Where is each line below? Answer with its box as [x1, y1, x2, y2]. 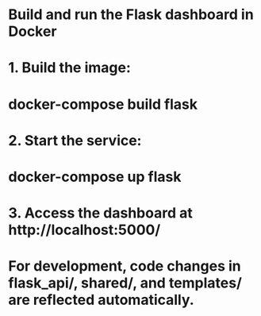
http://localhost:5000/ [8, 221, 161, 239]
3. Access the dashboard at [8, 204, 193, 222]
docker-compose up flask [8, 168, 182, 186]
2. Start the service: [8, 131, 142, 149]
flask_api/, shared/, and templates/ [8, 274, 242, 292]
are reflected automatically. [8, 291, 194, 309]
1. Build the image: [8, 59, 131, 77]
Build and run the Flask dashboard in [8, 6, 254, 24]
